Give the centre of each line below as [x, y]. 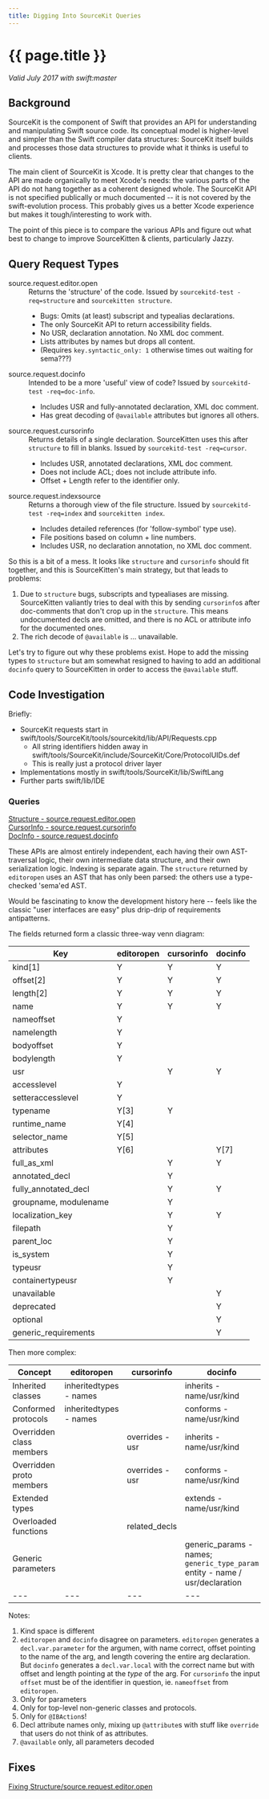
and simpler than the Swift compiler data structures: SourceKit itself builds [131, 139]
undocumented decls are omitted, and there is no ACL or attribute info [135, 620]
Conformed [34, 1409]
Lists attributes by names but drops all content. [117, 341]
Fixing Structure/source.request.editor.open [80, 1787]
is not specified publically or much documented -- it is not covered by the [130, 198]
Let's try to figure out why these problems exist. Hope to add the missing [128, 652]
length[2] [30, 993]
